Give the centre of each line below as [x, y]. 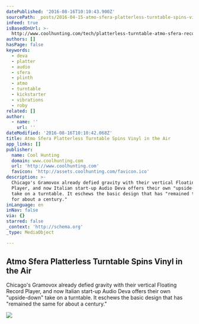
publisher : [20, 150]
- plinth [22, 78]
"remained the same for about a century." [57, 304]
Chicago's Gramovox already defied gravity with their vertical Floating [92, 285]
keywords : [18, 50]
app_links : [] [24, 144]
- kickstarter [29, 94]
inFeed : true [22, 23]
